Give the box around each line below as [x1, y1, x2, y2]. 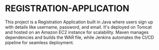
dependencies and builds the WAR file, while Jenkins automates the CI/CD [5, 34, 154, 40]
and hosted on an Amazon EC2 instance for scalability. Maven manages [5, 29, 149, 35]
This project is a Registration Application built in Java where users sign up [5, 19, 153, 25]
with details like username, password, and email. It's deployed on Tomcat [5, 24, 152, 30]
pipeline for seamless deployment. [5, 39, 74, 45]
